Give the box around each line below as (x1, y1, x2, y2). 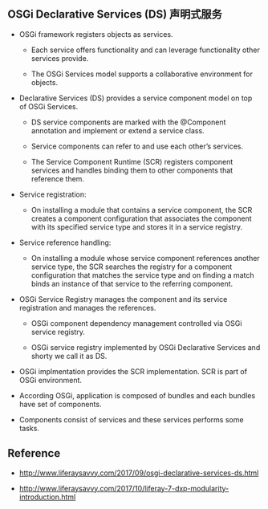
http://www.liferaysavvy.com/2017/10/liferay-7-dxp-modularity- (18, 483, 229, 493)
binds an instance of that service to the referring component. (30, 279, 233, 288)
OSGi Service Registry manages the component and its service (18, 294, 228, 303)
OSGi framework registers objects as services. (18, 29, 173, 39)
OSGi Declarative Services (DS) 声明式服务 (7, 7, 222, 22)
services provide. (30, 53, 89, 63)
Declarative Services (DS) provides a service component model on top (18, 93, 253, 103)
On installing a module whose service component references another (30, 253, 260, 263)
